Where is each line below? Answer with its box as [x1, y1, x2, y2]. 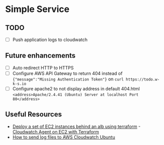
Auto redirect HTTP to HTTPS [12, 64, 74, 70]
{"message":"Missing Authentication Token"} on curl [12, 76, 124, 82]
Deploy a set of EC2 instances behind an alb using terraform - [12, 123, 141, 129]
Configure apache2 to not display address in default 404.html [12, 86, 140, 91]
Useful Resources [5, 110, 62, 118]
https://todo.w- [125, 77, 160, 82]
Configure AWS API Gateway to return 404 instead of [12, 70, 123, 76]
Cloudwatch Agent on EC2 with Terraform [12, 128, 99, 134]
